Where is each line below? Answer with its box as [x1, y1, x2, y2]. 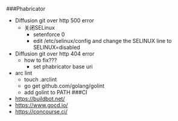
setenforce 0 [33, 31, 65, 38]
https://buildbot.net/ [14, 95, 65, 102]
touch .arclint [24, 76, 57, 83]
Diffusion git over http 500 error [14, 17, 95, 24]
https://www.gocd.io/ [14, 102, 68, 108]
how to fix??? [24, 57, 57, 64]
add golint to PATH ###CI [24, 89, 87, 96]
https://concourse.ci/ [14, 108, 68, 115]
